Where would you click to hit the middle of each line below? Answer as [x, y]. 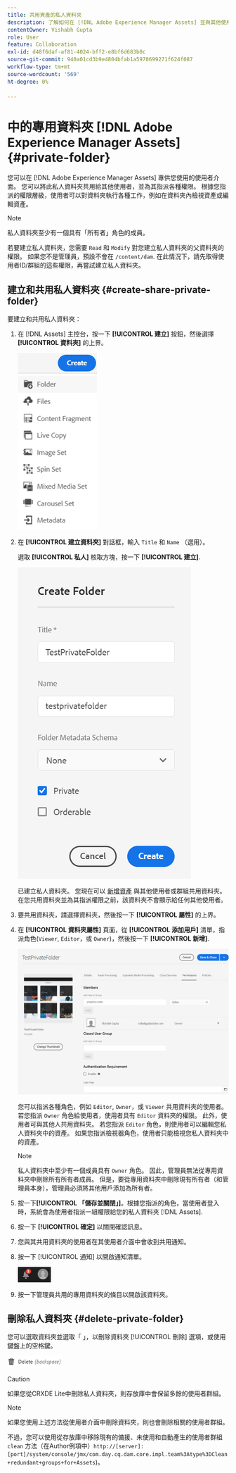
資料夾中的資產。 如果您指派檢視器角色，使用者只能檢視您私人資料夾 [123, 1133]
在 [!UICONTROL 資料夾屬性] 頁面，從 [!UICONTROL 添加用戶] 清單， [118, 930]
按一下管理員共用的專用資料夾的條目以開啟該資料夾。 [94, 1294]
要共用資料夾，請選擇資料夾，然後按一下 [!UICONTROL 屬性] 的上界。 [118, 915]
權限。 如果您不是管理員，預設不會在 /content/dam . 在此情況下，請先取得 [113, 256]
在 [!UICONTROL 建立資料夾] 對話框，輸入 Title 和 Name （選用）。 [113, 542]
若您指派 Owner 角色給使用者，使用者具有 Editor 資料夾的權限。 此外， [119, 1115]
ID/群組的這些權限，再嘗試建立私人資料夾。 [82, 265]
